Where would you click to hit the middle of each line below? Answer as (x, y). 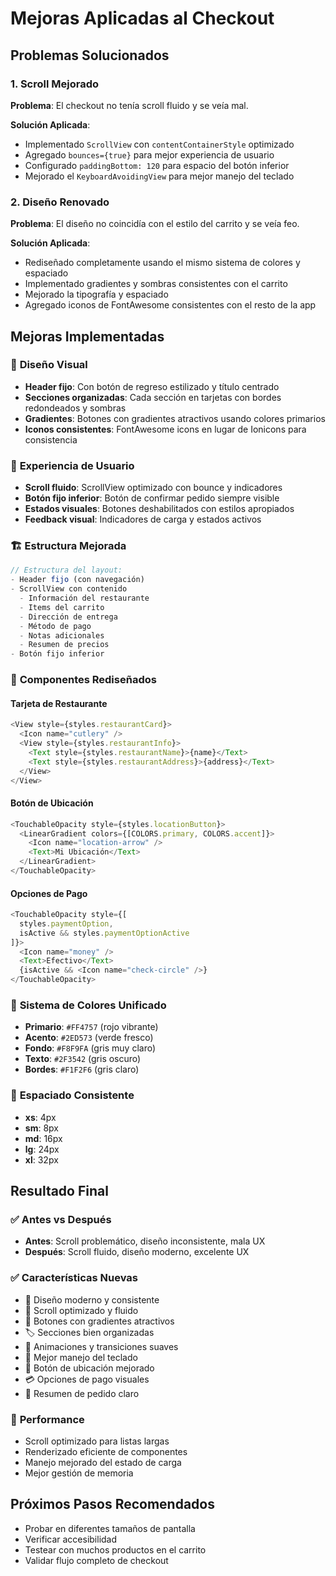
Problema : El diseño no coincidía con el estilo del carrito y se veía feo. (155, 224)
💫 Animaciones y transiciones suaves (101, 1346)
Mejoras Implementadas (87, 336)
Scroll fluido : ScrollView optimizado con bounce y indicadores (153, 488)
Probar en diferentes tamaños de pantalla (110, 1528)
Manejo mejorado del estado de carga (103, 1462)
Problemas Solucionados (90, 55)
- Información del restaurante (84, 598)
